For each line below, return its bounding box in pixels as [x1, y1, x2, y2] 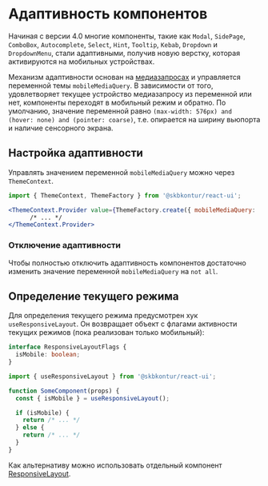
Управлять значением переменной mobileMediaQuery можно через [8, 167, 235, 177]
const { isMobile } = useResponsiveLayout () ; [15, 394, 170, 402]
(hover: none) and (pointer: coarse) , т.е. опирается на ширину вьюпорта [8, 114, 261, 124]
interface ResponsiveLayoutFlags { [8, 343, 127, 352]
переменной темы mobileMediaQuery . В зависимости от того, [8, 81, 214, 90]
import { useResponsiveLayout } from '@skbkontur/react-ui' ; [8, 372, 217, 380]
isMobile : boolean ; [15, 351, 81, 359]
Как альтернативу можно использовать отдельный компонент [8, 460, 222, 470]
